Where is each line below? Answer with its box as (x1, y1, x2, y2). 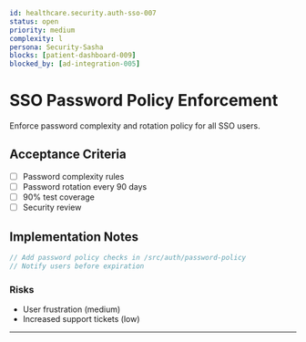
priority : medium (9, 26, 76, 35)
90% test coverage (22, 192, 96, 202)
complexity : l (9, 34, 64, 43)
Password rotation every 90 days (22, 181, 148, 192)
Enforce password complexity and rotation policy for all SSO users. (9, 120, 261, 131)
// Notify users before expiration (9, 261, 145, 271)
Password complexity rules (22, 171, 125, 181)
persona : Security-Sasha (9, 42, 104, 52)
